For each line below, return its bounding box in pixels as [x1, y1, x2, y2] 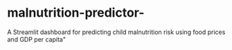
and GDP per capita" [7, 35, 66, 43]
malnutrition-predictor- [7, 5, 145, 21]
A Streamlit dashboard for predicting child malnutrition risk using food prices [7, 28, 226, 36]
